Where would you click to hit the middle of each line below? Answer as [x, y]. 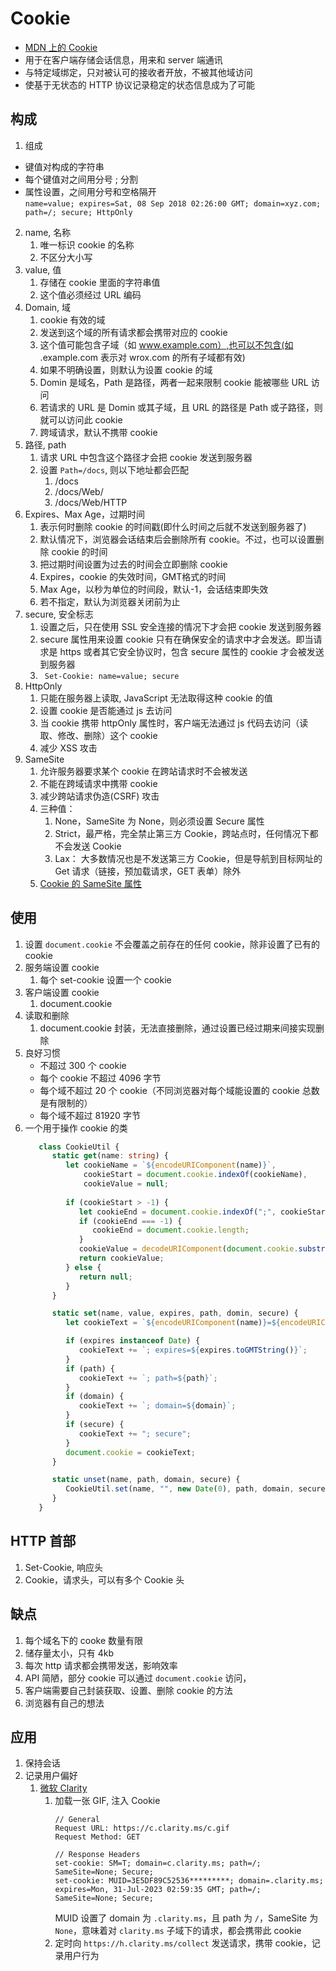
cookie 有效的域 [72, 319]
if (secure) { [95, 1425]
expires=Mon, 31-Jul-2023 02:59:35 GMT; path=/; [158, 1890]
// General [77, 1820]
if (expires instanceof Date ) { [133, 1341]
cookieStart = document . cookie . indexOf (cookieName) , [195, 1175]
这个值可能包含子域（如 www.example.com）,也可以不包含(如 [166, 344]
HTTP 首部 [43, 1541]
